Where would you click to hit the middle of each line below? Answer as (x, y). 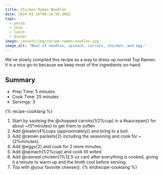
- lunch (17, 32)
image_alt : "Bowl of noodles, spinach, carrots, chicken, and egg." (76, 46)
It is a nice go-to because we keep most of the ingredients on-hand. (73, 65)
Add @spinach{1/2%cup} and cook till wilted (57, 152)
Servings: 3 (24, 102)
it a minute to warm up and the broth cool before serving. (69, 162)
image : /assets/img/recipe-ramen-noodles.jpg (52, 41)
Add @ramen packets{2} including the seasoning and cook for (75, 136)
